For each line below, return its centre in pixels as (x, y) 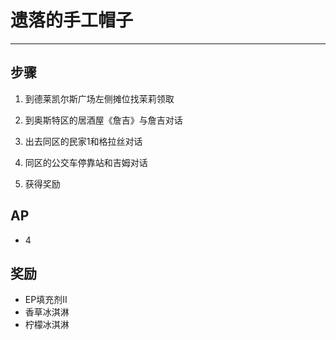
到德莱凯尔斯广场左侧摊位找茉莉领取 (99, 98)
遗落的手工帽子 (72, 20)
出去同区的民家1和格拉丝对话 (83, 141)
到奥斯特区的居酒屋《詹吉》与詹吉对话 (103, 120)
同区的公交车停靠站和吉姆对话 (86, 162)
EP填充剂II (46, 300)
